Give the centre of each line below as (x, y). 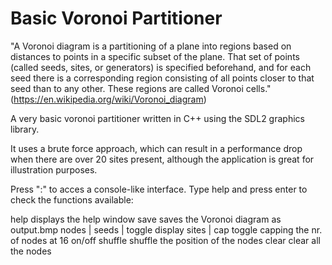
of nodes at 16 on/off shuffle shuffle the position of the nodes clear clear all (165, 240)
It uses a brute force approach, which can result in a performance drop (156, 148)
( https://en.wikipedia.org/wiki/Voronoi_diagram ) (108, 99)
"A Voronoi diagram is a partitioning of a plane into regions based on (151, 46)
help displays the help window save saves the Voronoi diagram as (146, 219)
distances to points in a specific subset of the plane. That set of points (155, 56)
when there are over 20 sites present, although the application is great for (162, 159)
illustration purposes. (54, 169)
